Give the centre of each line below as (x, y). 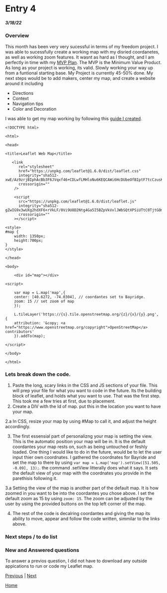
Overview (17, 36)
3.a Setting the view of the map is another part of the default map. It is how (82, 488)
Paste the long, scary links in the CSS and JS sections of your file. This (85, 385)
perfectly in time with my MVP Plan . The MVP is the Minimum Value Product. (83, 62)
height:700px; (29, 240)
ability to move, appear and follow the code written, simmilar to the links (86, 519)
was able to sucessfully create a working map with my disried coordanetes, (83, 52)
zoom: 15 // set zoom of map (44, 301)
